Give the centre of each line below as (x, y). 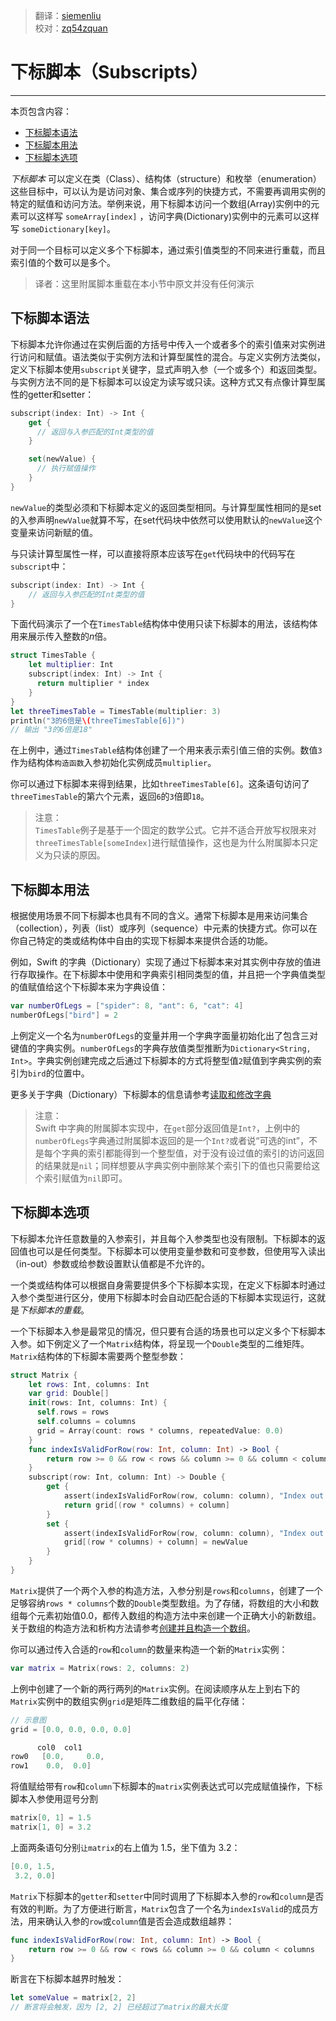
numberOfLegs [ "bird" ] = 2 (64, 1015)
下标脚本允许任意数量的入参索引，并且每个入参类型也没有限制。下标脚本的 (163, 1238)
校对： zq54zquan (71, 28)
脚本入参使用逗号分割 (54, 1799)
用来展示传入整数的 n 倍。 (61, 636)
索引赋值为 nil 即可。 (85, 1178)
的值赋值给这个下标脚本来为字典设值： (89, 987)
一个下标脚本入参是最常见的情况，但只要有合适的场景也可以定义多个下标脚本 (168, 1331)
